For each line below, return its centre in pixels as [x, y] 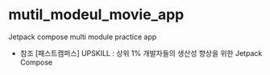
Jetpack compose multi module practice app [83, 37]
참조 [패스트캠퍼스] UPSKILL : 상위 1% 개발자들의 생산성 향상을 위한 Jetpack [141, 53]
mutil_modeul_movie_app [96, 15]
